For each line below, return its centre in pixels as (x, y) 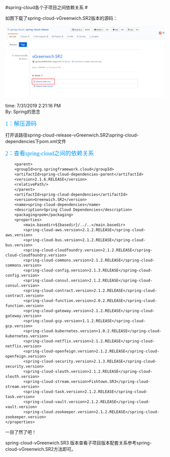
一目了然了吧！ (21, 432)
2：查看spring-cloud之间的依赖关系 (50, 153)
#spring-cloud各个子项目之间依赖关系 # (47, 7)
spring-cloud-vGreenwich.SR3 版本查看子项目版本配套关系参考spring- (78, 443)
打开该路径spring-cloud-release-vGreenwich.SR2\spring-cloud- (72, 135)
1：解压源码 (21, 124)
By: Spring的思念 (23, 111)
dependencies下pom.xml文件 (36, 141)
